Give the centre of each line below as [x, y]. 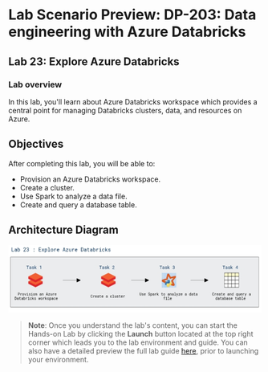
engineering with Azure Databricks [127, 32]
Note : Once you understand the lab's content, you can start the [133, 325]
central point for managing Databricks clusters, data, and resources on [125, 110]
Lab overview [35, 84]
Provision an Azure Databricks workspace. [90, 179]
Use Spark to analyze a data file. [73, 196]
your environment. [58, 360]
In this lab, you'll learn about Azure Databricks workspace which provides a [133, 101]
